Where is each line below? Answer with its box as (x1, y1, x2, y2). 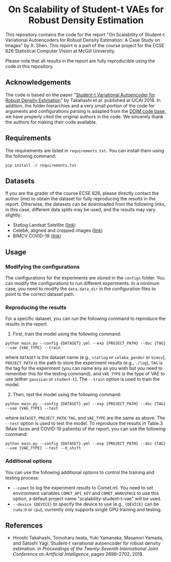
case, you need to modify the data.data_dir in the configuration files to (5, 286, 156, 292)
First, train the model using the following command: (12, 331, 121, 337)
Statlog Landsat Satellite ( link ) (12, 222, 76, 228)
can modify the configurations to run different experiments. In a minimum (5, 280, 160, 287)
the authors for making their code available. (5, 119, 97, 125)
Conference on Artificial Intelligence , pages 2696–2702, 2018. (12, 551, 144, 557)
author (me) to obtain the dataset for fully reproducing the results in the (5, 196, 156, 202)
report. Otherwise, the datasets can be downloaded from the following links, (5, 201, 166, 207)
